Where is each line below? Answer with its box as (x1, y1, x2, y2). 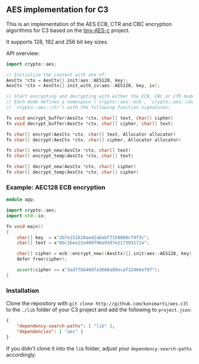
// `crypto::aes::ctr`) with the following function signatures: (6, 105, 171, 111)
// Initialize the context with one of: (6, 72, 108, 78)
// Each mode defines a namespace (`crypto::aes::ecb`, (6, 99, 147, 105)
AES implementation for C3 (6, 5, 108, 15)
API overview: (6, 50, 40, 57)
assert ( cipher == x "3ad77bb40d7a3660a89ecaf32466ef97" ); (17, 267, 161, 273)
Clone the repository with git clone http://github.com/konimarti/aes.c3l (6, 300, 189, 307)
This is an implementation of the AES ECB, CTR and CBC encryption (6, 20, 172, 27)
